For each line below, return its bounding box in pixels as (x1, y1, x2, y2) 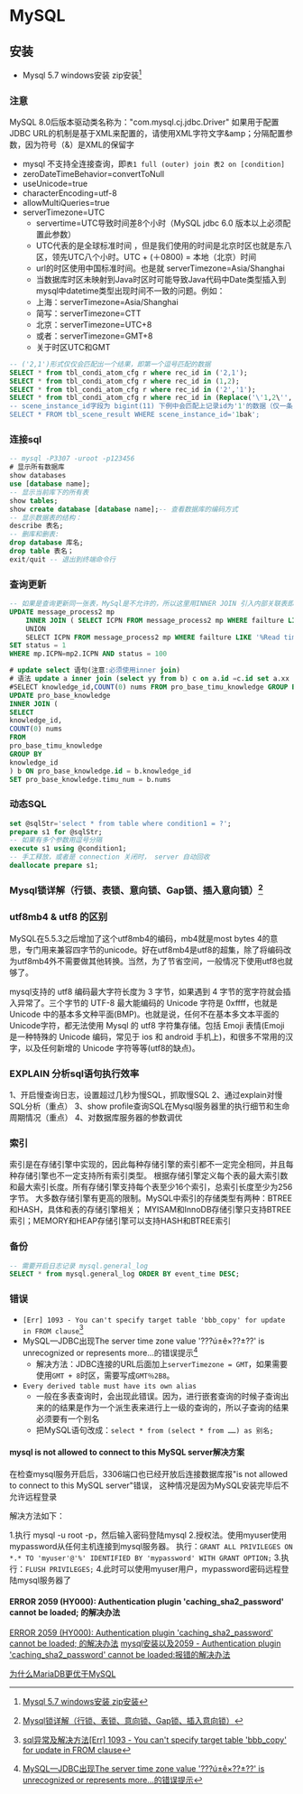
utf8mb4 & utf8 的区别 (9, 911, 108, 924)
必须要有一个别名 (35, 1413, 100, 1424)
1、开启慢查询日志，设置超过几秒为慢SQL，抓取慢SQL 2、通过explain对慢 (9, 1089, 283, 1100)
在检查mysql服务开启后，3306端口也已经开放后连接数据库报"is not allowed (9, 1469, 289, 1480)
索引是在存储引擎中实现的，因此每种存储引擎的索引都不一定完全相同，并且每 (9, 1159, 294, 1170)
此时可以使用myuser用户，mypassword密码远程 (103, 1564, 281, 1575)
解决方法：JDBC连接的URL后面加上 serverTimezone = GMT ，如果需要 (35, 1358, 289, 1369)
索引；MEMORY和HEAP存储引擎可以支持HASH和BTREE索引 (9, 1215, 232, 1226)
